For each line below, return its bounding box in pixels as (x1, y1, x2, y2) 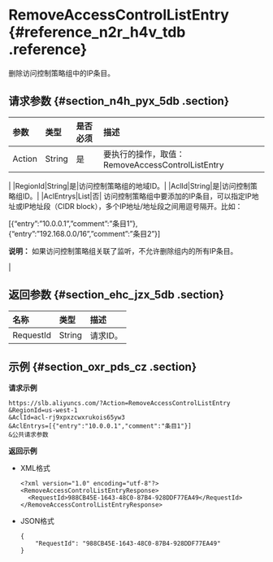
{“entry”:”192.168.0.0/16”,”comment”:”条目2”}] (8, 229, 161, 238)
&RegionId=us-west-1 (8, 407, 79, 415)
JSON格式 (19, 516, 55, 526)
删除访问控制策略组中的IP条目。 (8, 68, 115, 78)
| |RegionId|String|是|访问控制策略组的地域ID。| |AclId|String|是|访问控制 (8, 181, 251, 190)
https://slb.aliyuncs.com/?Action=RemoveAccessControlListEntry (8, 399, 231, 407)
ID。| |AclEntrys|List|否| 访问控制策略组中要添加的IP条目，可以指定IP (22, 191, 252, 201)
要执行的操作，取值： (102, 148, 185, 159)
